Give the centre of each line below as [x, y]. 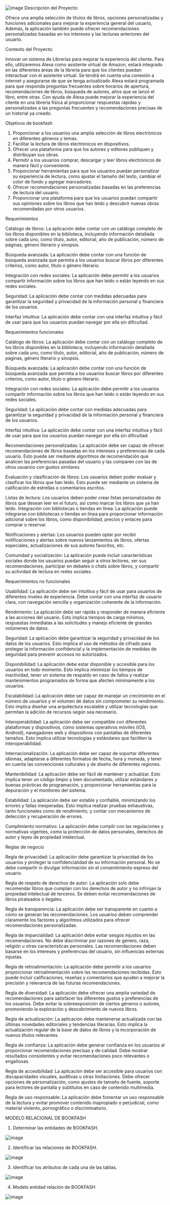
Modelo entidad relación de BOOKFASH [54, 1187]
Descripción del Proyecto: [52, 8]
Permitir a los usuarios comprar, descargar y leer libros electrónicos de [87, 160]
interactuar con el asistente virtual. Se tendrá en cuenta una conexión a [80, 75]
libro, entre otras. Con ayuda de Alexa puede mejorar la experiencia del [80, 97]
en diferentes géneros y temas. [45, 138]
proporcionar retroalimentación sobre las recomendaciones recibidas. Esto [83, 972]
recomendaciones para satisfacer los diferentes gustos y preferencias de [82, 998]
